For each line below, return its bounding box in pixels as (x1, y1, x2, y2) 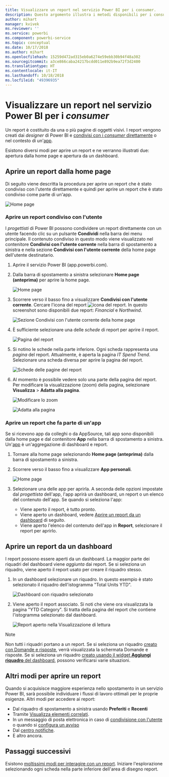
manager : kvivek (5, 21, 39, 27)
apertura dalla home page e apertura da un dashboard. (5, 152, 119, 159)
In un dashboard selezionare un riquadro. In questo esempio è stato (12, 576, 153, 582)
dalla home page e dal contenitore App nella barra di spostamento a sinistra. (5, 436, 164, 442)
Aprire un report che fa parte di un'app (5, 419, 102, 426)
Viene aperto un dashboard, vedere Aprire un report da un (20, 512, 141, 518)
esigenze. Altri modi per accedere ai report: (5, 696, 96, 702)
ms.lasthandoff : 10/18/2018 (5, 73, 64, 78)
